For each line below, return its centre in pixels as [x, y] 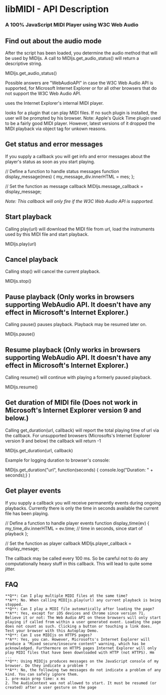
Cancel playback [32, 260]
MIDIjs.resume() [22, 387]
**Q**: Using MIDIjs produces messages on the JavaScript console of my [82, 662]
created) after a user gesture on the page [51, 688]
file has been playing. [27, 513]
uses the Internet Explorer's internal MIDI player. [54, 103]
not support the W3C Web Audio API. [43, 93]
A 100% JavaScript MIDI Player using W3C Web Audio [72, 25]
